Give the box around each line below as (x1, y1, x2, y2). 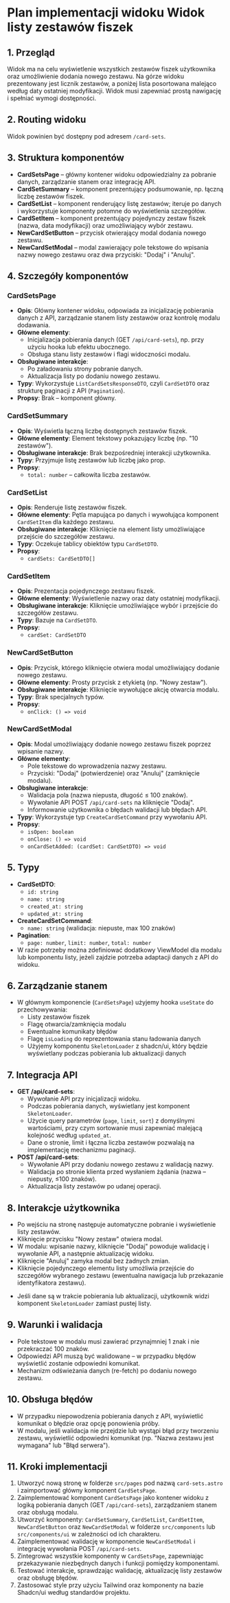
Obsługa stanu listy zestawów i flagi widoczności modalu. (27, 350, 191, 358)
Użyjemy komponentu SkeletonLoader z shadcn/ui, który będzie (27, 1042, 208, 1051)
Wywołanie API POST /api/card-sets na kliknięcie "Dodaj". (27, 798, 194, 806)
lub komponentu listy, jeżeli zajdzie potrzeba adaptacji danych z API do (16, 952, 218, 961)
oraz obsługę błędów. (16, 1573, 78, 1582)
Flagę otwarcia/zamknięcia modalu (27, 1020, 126, 1029)
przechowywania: (16, 1005, 67, 1014)
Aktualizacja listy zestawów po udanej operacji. (27, 1182, 161, 1191)
